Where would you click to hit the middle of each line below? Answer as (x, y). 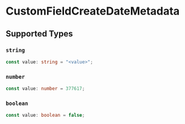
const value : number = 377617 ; (45, 89)
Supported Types (40, 34)
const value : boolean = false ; (45, 115)
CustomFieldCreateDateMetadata (93, 11)
